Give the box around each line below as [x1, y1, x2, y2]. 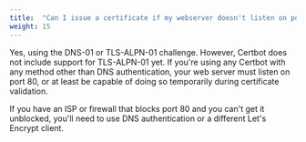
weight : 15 [9, 22, 51, 31]
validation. [9, 86, 48, 96]
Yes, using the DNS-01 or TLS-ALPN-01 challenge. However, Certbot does [9, 46, 288, 57]
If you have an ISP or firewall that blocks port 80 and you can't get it [9, 103, 265, 114]
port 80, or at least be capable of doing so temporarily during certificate [9, 76, 280, 86]
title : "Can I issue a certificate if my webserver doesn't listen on [9, 13, 287, 23]
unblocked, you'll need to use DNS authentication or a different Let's [9, 113, 267, 124]
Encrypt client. [9, 122, 64, 133]
